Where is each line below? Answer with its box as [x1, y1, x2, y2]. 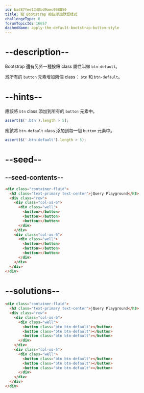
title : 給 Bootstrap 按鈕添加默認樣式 [5, 12, 77, 17]
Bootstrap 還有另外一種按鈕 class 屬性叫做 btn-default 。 [5, 63, 120, 69]
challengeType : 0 [5, 16, 41, 21]
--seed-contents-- [5, 173, 64, 182]
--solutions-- [5, 285, 60, 296]
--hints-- [5, 91, 43, 103]
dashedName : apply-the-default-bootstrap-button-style [5, 26, 120, 30]
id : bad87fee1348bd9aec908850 [5, 7, 67, 12]
